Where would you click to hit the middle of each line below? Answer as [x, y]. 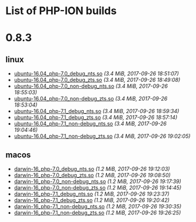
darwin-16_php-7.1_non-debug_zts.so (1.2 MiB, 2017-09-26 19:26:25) [97, 213]
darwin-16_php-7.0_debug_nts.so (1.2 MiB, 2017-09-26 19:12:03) [92, 169]
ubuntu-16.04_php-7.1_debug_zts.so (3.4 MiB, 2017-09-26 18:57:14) [96, 117]
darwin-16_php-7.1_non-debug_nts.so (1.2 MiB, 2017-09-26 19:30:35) [98, 206]
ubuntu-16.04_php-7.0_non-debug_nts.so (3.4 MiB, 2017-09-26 [91, 86]
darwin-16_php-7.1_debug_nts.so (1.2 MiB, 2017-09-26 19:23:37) [92, 194]
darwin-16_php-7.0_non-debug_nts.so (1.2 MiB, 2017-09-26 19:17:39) [98, 181]
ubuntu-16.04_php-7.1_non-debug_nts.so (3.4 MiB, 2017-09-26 [90, 124]
